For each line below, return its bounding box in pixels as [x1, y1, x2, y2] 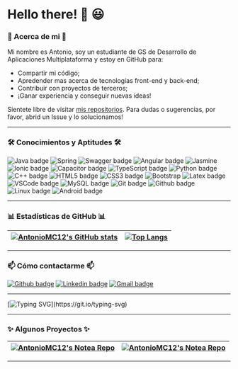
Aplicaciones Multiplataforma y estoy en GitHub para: [7, 55, 164, 64]
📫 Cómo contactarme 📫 [7, 261, 95, 271]
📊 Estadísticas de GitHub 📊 [7, 211, 106, 221]
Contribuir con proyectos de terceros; [17, 84, 128, 93]
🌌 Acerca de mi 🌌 [7, 32, 67, 42]
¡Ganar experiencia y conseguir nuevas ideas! [17, 91, 152, 100]
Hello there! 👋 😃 [7, 6, 105, 23]
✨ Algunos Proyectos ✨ [7, 324, 90, 334]
